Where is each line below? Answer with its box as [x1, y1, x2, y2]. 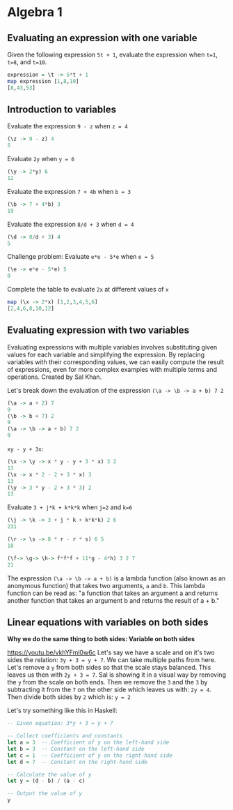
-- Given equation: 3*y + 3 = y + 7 [7, 720, 113, 727]
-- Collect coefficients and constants [7, 733, 123, 740]
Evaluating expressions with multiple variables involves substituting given [7, 343, 218, 351]
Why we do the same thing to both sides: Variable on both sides [7, 635, 195, 643]
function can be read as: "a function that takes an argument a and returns [7, 589, 218, 597]
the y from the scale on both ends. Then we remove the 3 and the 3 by [7, 678, 208, 687]
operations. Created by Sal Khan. [7, 373, 102, 381]
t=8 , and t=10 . [7, 58, 47, 66]
